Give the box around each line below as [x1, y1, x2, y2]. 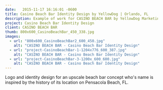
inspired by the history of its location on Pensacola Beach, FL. [5, 79, 129, 85]
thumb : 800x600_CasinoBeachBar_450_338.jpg [5, 30, 95, 34]
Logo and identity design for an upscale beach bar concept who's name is [5, 75, 154, 80]
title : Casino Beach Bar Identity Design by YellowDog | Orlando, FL [5, 12, 149, 16]
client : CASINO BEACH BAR [5, 25, 57, 30]
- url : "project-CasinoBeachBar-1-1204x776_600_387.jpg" [9, 47, 127, 52]
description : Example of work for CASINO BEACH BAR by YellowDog [5, 16, 140, 21]
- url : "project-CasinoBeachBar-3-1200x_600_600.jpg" [9, 57, 120, 61]
